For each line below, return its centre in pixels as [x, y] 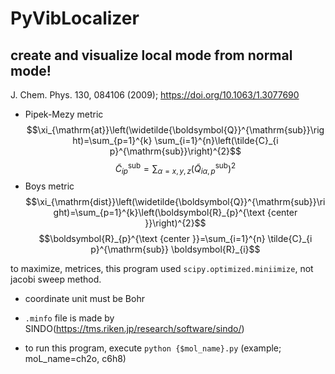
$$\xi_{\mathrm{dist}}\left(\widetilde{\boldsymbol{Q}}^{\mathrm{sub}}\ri [175, 202]
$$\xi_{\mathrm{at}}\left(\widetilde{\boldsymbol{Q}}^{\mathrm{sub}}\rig [175, 130]
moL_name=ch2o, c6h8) [75, 359]
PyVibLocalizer [75, 18]
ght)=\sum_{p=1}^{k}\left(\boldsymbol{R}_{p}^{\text [159, 213]
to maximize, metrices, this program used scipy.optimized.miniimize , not [162, 269]
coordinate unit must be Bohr [84, 299]
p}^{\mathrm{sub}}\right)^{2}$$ [175, 151]
